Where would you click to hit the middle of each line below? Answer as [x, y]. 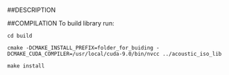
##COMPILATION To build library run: [61, 23]
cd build [20, 36]
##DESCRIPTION [32, 10]
